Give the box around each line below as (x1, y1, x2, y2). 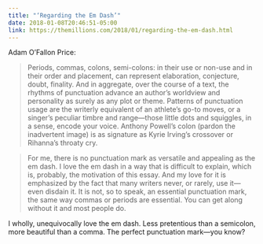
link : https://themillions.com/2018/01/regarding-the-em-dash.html (8, 26, 234, 34)
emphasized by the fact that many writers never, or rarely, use (27, 179, 228, 188)
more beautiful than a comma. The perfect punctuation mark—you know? (8, 227, 246, 237)
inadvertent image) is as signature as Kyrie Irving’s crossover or (27, 130, 234, 139)
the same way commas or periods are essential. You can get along (27, 195, 243, 205)
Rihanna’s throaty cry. (27, 139, 98, 148)
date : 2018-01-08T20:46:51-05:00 (8, 19, 118, 27)
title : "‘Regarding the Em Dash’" (8, 11, 122, 20)
